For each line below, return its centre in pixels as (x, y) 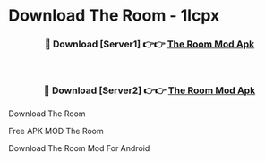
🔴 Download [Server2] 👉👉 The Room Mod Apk (150, 90)
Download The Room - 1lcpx (114, 16)
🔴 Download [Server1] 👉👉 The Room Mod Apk (150, 44)
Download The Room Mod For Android (79, 148)
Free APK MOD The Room (56, 131)
